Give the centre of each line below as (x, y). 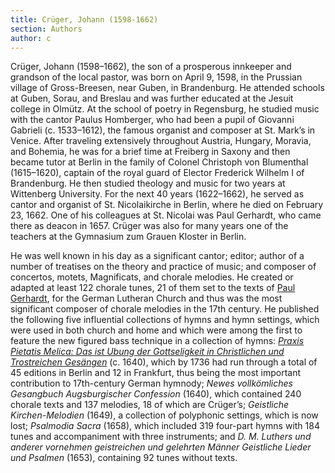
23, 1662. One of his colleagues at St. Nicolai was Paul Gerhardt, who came (166, 215)
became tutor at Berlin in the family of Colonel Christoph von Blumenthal (159, 162)
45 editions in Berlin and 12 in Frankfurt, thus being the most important (156, 373)
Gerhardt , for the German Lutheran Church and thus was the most (146, 298)
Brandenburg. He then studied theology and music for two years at (148, 183)
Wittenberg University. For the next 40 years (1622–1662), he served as (157, 194)
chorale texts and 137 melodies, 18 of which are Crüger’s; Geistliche (150, 405)
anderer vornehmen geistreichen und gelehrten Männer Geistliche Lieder (161, 447)
